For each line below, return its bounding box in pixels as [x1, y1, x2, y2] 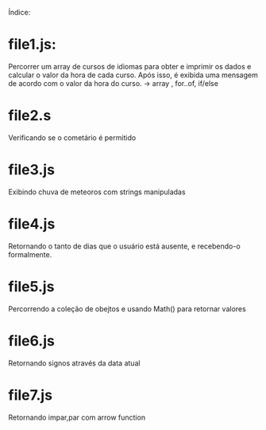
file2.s [8, 107, 52, 125]
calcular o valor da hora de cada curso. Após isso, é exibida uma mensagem [8, 70, 258, 80]
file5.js [8, 277, 55, 295]
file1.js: [8, 36, 57, 53]
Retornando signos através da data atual [8, 358, 141, 368]
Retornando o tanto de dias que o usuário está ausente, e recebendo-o [8, 241, 241, 251]
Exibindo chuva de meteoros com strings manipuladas [8, 187, 186, 197]
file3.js [8, 161, 56, 179]
